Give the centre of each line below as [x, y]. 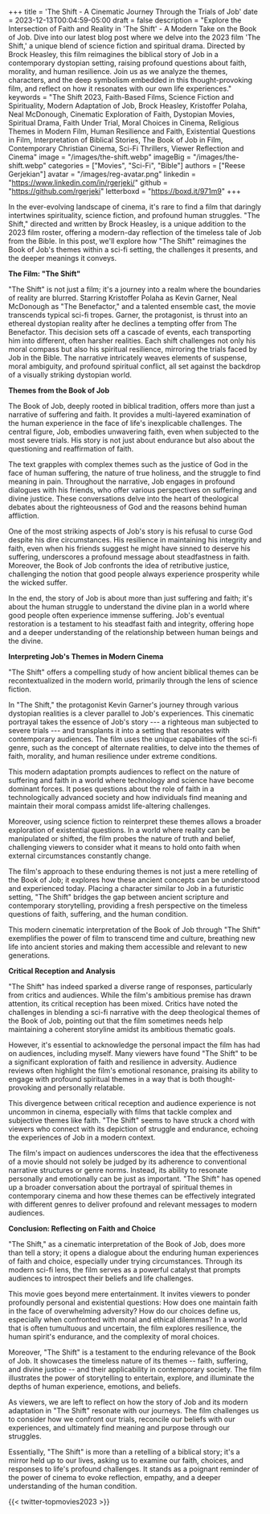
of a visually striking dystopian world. [70, 375]
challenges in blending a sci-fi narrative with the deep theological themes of [134, 1012]
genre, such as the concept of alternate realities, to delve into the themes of [134, 747]
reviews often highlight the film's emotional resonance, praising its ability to [133, 1071]
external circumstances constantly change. [80, 856]
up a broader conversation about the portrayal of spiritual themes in [121, 1187]
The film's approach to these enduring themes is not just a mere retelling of [133, 871]
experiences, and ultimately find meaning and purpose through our [119, 1427]
